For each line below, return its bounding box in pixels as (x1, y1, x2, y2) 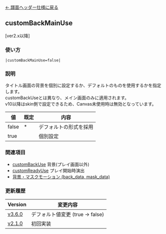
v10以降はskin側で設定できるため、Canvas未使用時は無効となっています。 (5, 101, 157, 107)
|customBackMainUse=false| (5, 58, 61, 63)
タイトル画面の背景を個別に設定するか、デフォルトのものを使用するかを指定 (5, 82, 162, 88)
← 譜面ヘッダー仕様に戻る (5, 4, 58, 10)
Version (7, 201, 27, 208)
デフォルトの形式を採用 (39, 123, 94, 130)
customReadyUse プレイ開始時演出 (12, 168, 85, 174)
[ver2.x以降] (5, 33, 30, 39)
